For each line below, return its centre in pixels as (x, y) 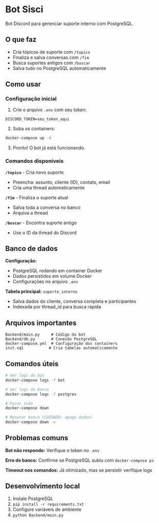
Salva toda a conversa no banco (47, 207)
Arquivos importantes (41, 323)
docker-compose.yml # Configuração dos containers (61, 344)
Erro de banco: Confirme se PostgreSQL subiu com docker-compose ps (80, 460)
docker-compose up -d (28, 138)
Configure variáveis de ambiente (47, 509)
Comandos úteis (32, 364)
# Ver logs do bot (25, 376)
